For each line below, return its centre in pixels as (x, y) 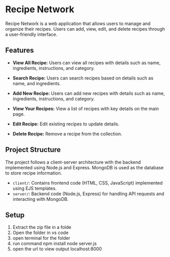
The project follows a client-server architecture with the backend (73, 162)
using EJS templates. (35, 188)
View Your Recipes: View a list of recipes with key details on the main (86, 109)
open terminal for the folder (41, 238)
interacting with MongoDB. (41, 199)
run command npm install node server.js (55, 244)
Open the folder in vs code (40, 233)
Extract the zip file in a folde (42, 227)
